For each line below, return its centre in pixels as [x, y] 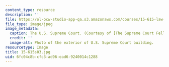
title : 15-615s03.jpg [28, 52]
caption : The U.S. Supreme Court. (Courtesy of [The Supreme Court [82, 33]
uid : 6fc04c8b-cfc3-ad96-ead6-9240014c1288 [52, 57]
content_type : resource [30, 10]
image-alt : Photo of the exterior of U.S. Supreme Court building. [82, 43]
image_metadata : [22, 29]
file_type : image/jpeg [29, 24]
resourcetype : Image [27, 47]
